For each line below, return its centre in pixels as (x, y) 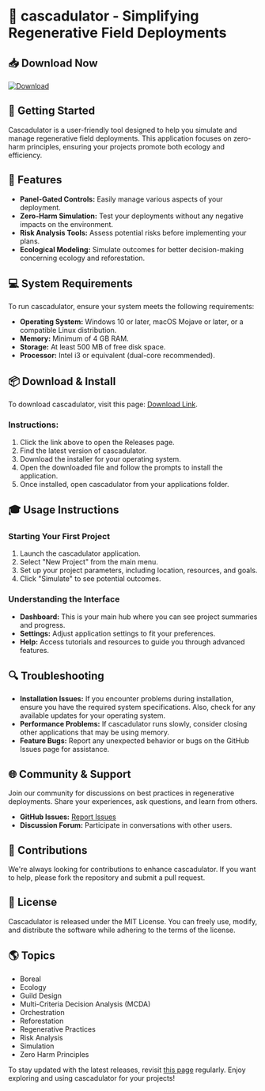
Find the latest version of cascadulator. (83, 451)
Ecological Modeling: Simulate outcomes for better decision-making (131, 249)
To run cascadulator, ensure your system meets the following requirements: (131, 307)
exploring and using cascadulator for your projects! (92, 1078)
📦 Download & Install (62, 381)
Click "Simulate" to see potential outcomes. (90, 579)
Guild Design (40, 995)
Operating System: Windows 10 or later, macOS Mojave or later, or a (131, 322)
